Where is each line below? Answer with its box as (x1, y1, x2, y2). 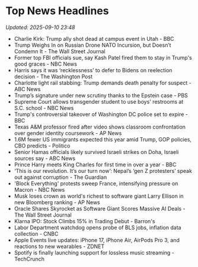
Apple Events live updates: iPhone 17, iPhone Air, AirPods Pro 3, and (14, 236, 180, 243)
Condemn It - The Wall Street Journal (14, 47, 106, 54)
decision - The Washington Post (14, 73, 93, 80)
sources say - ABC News (14, 155, 75, 162)
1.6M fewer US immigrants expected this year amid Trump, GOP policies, (14, 136, 192, 143)
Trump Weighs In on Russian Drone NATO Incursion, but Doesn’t (14, 41, 171, 49)
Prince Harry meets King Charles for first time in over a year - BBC (14, 161, 177, 168)
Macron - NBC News (14, 186, 65, 193)
